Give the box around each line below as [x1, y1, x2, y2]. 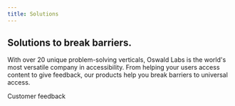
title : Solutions [7, 10, 59, 18]
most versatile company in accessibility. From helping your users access [7, 63, 220, 72]
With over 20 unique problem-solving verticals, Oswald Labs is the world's [7, 55, 226, 64]
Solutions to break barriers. [7, 37, 132, 49]
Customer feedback [7, 92, 66, 100]
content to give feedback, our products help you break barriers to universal [7, 70, 228, 79]
